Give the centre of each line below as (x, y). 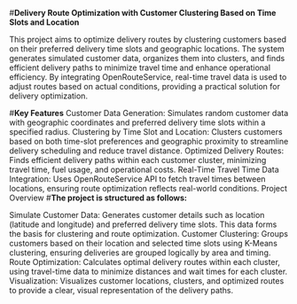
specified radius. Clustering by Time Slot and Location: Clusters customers (146, 132)
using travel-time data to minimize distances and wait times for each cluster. (148, 271)
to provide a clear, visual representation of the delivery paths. (121, 290)
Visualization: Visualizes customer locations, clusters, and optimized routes (147, 281)
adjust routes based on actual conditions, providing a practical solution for (145, 86)
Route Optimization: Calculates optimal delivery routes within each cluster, (145, 262)
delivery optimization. (49, 96)
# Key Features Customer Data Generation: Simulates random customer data (149, 113)
